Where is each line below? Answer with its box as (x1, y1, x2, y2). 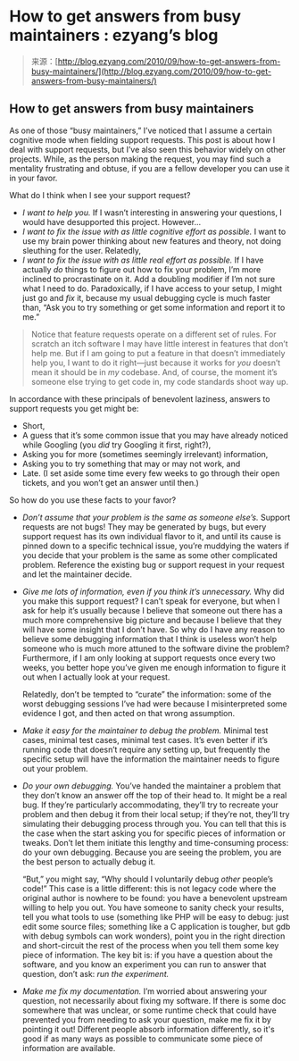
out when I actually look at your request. (21, 672, 170, 682)
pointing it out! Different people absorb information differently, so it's (21, 1023, 275, 1034)
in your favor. (9, 172, 58, 183)
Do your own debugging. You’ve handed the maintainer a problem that (21, 780, 281, 791)
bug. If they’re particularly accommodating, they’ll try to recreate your (21, 799, 279, 810)
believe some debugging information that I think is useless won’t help (21, 633, 278, 644)
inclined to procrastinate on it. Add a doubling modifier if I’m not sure (21, 273, 276, 284)
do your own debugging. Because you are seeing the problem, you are (21, 847, 282, 857)
